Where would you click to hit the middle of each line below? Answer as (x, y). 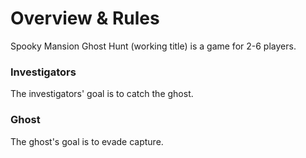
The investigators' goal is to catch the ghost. (102, 94)
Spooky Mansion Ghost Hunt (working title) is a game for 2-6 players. (153, 46)
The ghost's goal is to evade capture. (87, 141)
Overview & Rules (85, 18)
